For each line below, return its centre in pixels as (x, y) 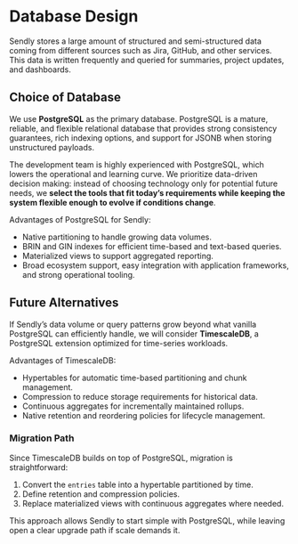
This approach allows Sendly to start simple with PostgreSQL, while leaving (147, 520)
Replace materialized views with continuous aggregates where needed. (153, 503)
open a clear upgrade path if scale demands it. (95, 530)
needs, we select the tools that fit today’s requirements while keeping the (147, 192)
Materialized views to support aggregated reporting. (117, 256)
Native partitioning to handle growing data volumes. (117, 237)
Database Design (74, 16)
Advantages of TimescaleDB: (63, 360)
